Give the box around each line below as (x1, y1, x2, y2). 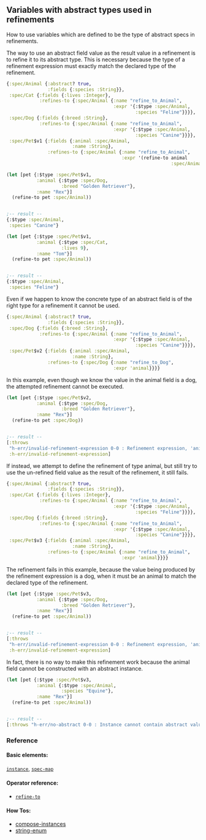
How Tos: (6, 807, 31, 814)
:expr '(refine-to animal (121, 155, 188, 161)
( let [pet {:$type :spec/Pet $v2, (6, 394, 92, 401)
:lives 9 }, (61, 245, 89, 251)
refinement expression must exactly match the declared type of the (6, 62, 177, 69)
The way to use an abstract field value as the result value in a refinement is (6, 49, 196, 56)
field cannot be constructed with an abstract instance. (6, 664, 143, 672)
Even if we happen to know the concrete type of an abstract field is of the (6, 295, 193, 303)
